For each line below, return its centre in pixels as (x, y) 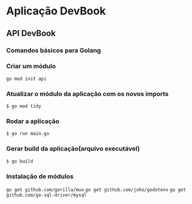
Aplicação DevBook (56, 11)
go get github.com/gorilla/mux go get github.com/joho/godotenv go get (96, 190)
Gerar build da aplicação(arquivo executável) (73, 149)
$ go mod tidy (24, 106)
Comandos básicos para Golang (54, 50)
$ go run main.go (28, 134)
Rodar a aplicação (33, 121)
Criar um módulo (31, 66)
